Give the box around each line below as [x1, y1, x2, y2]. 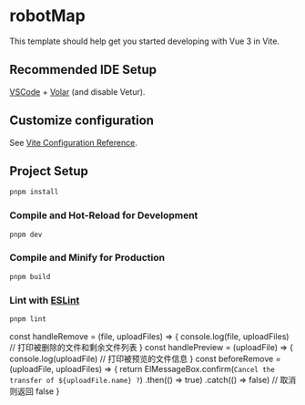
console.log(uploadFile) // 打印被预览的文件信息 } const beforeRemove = [9, 353, 281, 364]
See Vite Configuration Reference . [9, 137, 138, 148]
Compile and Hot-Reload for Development [9, 209, 198, 222]
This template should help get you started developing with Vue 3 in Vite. [9, 36, 280, 47]
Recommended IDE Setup [9, 62, 158, 78]
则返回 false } [9, 385, 60, 397]
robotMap [9, 5, 86, 26]
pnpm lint [9, 314, 47, 324]
